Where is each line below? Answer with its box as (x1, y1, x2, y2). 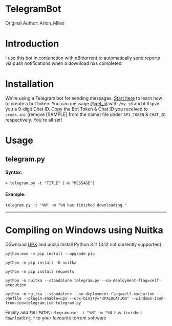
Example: (5, 191, 26, 197)
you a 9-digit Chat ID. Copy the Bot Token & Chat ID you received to (5, 106, 148, 112)
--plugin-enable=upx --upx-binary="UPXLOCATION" (24, 296, 130, 301)
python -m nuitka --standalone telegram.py (5, 278, 100, 283)
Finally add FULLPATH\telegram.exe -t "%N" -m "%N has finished (5, 309, 142, 315)
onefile (5, 296, 22, 301)
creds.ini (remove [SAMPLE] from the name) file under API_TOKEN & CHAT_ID (5, 111, 166, 118)
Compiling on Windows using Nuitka (5, 224, 164, 236)
